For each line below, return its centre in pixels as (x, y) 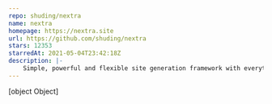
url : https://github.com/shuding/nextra (78, 38)
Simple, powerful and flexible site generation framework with (132, 69)
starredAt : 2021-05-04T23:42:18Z (65, 53)
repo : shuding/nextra (45, 16)
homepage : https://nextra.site (61, 31)
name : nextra (30, 23)
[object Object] (34, 91)
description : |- (36, 61)
